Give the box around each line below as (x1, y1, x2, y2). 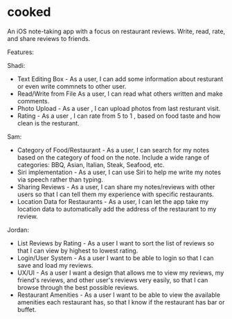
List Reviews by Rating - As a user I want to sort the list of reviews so (17, 239, 215, 247)
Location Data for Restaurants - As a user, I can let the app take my (17, 197, 209, 205)
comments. (17, 96, 50, 105)
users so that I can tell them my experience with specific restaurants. (17, 190, 215, 198)
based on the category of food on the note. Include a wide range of (17, 153, 210, 162)
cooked (7, 4, 51, 20)
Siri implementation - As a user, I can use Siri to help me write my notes (17, 168, 222, 176)
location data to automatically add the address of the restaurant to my (17, 205, 217, 213)
